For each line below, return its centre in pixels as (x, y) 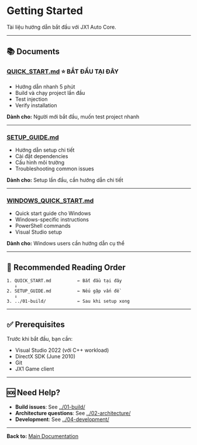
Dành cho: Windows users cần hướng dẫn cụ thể (66, 244)
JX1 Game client (34, 369)
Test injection (31, 99)
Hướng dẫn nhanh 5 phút (45, 87)
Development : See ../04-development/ (62, 419)
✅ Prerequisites (36, 325)
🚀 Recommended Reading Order (66, 267)
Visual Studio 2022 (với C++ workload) (62, 350)
